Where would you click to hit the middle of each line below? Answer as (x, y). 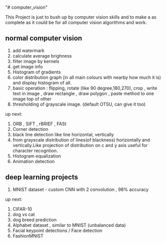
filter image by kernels (36, 61)
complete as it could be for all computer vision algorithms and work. (76, 22)
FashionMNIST (28, 236)
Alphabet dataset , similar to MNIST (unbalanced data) (69, 225)
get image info (28, 66)
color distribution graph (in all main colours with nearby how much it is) (87, 77)
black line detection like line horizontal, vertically (63, 134)
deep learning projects (42, 177)
